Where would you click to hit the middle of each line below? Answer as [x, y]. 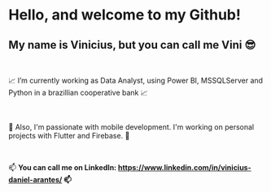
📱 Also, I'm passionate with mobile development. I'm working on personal [131, 127]
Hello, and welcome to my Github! [125, 15]
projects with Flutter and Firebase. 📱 [69, 136]
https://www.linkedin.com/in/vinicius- [185, 167]
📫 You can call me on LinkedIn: [63, 167]
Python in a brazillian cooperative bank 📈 [78, 92]
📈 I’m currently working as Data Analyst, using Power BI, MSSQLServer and [135, 80]
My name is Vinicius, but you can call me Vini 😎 [132, 45]
